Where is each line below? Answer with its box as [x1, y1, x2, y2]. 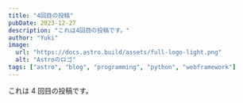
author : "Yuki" [8, 33, 59, 42]
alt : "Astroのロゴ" [15, 56, 76, 64]
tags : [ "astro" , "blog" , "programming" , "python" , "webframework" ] [8, 63, 237, 71]
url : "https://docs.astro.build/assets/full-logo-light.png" [15, 48, 222, 56]
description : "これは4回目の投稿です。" [8, 26, 130, 34]
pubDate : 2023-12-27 [8, 19, 77, 27]
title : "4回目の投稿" [8, 11, 74, 20]
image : [8, 41, 30, 49]
